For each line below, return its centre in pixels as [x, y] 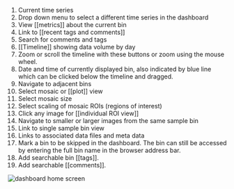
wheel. [28, 61]
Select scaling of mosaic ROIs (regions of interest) [90, 106]
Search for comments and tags [62, 40]
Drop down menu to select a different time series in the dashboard [113, 17]
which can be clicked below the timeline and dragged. [95, 76]
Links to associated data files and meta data [81, 135]
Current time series [46, 10]
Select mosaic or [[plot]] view [60, 91]
